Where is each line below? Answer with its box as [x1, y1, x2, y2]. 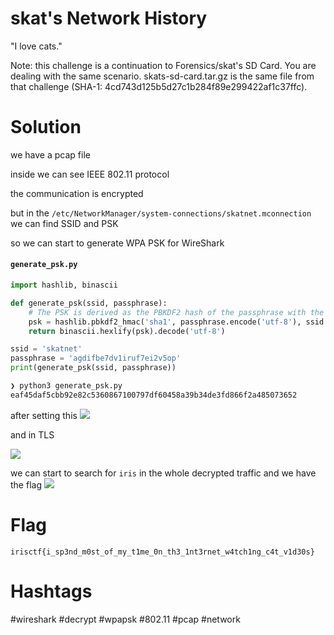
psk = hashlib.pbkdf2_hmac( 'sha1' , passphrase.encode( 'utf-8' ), [28, 317, 302, 327]
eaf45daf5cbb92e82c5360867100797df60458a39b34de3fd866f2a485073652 [10, 390, 298, 400]
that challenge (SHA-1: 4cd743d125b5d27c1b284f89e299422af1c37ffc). [10, 80, 308, 92]
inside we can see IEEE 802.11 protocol [10, 168, 170, 180]
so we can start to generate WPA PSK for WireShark [10, 237, 225, 249]
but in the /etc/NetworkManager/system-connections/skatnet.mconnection [10, 207, 312, 219]
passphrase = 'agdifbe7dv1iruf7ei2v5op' [10, 353, 182, 364]
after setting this [10, 409, 78, 421]
